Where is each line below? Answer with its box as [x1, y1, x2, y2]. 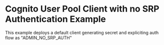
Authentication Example [5, 14, 106, 25]
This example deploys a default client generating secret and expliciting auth [5, 30, 159, 35]
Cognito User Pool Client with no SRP [5, 3, 160, 15]
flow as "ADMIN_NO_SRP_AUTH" [5, 35, 72, 41]
